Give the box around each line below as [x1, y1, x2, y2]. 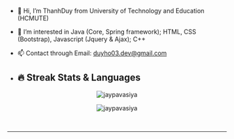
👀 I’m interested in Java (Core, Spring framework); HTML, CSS [17, 28, 196, 36]
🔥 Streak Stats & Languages [17, 72, 141, 84]
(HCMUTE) [17, 14, 49, 22]
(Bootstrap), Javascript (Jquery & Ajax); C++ [17, 35, 146, 43]
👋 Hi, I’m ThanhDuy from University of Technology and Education [17, 7, 205, 15]
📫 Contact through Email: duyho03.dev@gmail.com [17, 49, 167, 57]
